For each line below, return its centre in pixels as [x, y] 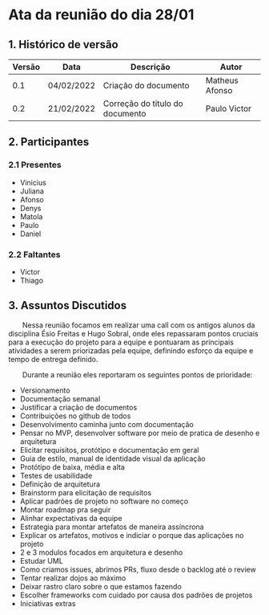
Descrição [151, 67]
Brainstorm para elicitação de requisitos [86, 492]
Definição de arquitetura [60, 484]
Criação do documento [146, 86]
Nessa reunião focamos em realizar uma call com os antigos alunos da [139, 325]
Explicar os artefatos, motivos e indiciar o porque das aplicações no [132, 535]
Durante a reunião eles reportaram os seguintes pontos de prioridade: [138, 374]
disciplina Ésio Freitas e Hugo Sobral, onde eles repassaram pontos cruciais [133, 333]
